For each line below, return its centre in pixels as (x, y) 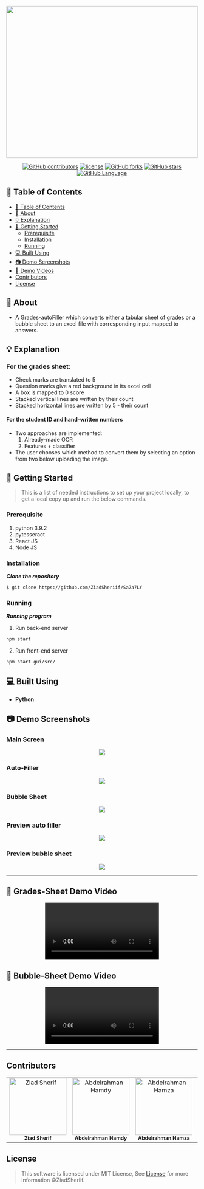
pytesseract (30, 534)
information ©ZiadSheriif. (53, 1180)
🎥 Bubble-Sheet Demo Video (61, 975)
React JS (26, 541)
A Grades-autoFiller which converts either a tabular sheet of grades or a (105, 317)
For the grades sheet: (39, 366)
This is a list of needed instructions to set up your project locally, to (105, 493)
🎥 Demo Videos (35, 270)
